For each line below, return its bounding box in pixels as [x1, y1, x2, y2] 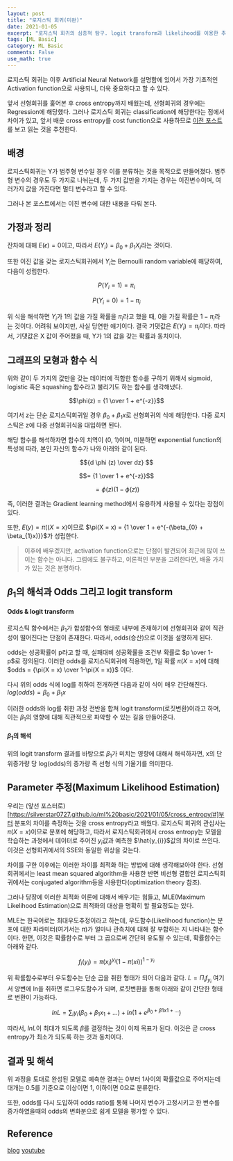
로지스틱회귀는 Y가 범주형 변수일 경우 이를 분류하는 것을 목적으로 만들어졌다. [7, 167, 214, 175]
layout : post [7, 10, 45, 17]
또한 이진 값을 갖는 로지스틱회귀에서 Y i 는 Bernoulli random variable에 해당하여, [7, 257, 223, 267]
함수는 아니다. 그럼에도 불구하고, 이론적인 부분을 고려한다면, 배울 [37, 555, 212, 563]
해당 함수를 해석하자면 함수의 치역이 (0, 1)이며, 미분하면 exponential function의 [7, 435, 222, 444]
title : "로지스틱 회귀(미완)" [7, 17, 83, 24]
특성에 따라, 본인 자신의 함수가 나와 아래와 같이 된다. [7, 444, 148, 453]
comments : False [7, 49, 54, 56]
